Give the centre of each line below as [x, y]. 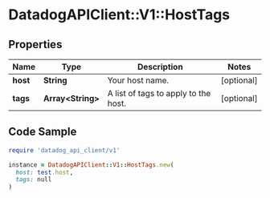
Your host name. [138, 80]
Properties [35, 44]
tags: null [34, 180]
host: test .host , [45, 172]
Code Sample [43, 132]
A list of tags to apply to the [159, 93]
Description [160, 67]
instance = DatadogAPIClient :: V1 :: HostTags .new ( [91, 165]
